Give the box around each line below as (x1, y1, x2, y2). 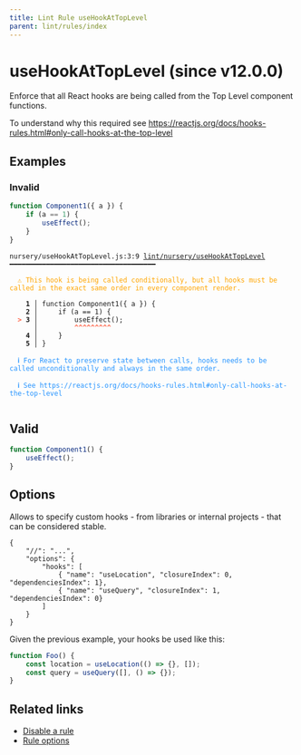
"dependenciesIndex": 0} (9, 594, 103, 603)
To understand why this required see (9, 118, 147, 129)
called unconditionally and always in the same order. (9, 363, 221, 373)
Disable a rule (22, 726, 74, 737)
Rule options (22, 735, 70, 746)
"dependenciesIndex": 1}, (9, 577, 107, 587)
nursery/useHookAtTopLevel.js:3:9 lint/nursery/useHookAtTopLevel (9, 251, 266, 261)
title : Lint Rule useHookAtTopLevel (9, 13, 148, 23)
